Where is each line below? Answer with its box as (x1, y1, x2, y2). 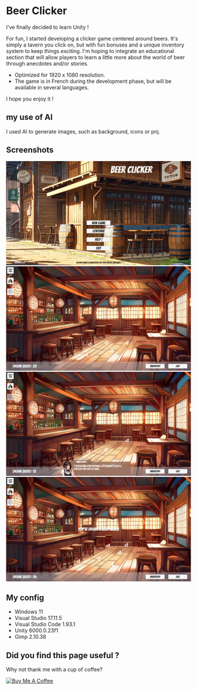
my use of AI (6, 112, 53, 122)
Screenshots (6, 145, 54, 155)
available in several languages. (14, 84, 89, 91)
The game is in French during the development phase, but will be (14, 78, 172, 85)
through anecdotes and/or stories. (6, 60, 89, 67)
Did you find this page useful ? (6, 650, 120, 660)
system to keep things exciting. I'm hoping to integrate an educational (6, 47, 175, 54)
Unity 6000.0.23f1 (14, 627, 59, 634)
